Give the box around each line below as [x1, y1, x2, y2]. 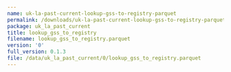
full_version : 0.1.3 [7, 49, 67, 56]
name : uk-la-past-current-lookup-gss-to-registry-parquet [7, 10, 177, 17]
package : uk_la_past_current [7, 23, 91, 29]
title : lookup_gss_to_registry [7, 29, 97, 36]
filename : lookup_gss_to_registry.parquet [7, 36, 131, 43]
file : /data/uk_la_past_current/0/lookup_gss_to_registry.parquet [7, 55, 201, 62]
